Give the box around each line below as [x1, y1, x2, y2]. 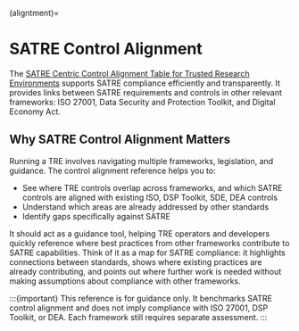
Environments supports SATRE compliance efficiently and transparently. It [9, 78, 281, 88]
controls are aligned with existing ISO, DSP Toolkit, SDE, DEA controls [21, 192, 278, 203]
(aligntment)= [9, 8, 60, 18]
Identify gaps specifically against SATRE [21, 211, 171, 221]
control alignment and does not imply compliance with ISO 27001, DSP [9, 302, 269, 313]
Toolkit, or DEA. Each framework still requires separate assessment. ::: [9, 311, 268, 322]
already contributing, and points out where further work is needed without [9, 266, 282, 277]
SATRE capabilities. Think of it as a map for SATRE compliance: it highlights [9, 247, 286, 258]
